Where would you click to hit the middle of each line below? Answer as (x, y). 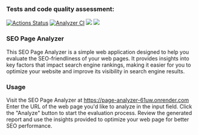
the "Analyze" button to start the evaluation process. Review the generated (99, 113)
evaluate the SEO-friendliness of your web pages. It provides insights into (98, 58)
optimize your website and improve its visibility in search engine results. (96, 71)
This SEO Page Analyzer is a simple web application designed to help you (97, 52)
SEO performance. (29, 125)
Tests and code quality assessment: (60, 9)
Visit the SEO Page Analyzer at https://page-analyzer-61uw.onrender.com (97, 100)
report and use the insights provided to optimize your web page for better (98, 119)
